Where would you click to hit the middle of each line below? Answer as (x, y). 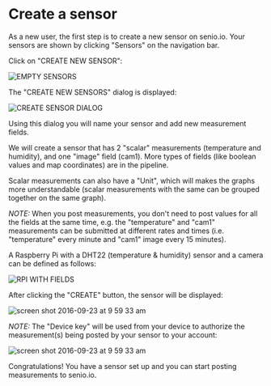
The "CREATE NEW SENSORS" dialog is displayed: (93, 92)
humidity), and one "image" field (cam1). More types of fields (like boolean (132, 156)
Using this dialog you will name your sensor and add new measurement (127, 123)
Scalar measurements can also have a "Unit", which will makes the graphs (132, 180)
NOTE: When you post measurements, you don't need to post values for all (133, 213)
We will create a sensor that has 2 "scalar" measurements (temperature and (135, 147)
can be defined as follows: (53, 263)
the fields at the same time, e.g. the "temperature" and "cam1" (112, 222)
